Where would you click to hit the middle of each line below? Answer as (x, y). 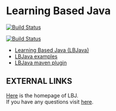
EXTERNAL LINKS (39, 81)
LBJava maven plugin (41, 63)
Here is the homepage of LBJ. (42, 95)
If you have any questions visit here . (50, 102)
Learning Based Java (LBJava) (52, 50)
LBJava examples (36, 56)
